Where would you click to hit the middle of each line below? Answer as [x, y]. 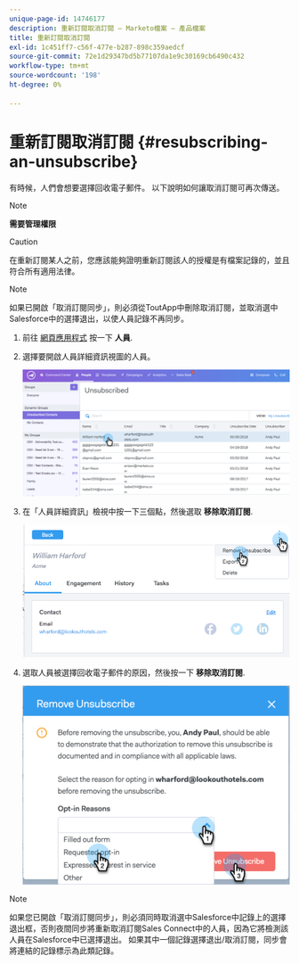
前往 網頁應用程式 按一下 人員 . [77, 337]
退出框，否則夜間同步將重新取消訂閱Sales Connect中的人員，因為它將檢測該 [149, 928]
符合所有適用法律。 [44, 271]
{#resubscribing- [203, 142]
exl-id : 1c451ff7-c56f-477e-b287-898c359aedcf [97, 47]
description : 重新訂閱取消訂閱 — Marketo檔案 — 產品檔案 [108, 28]
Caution [24, 242]
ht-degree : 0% [36, 85]
